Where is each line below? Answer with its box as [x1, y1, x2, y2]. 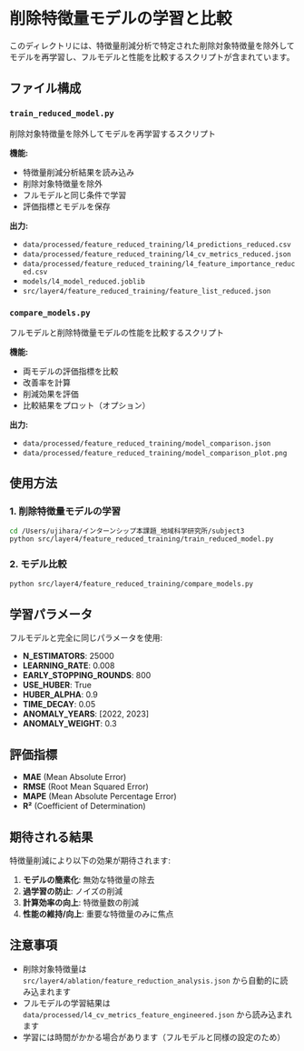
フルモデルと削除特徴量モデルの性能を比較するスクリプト [9, 326, 224, 337]
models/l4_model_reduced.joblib [22, 276, 145, 286]
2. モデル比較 [9, 558, 67, 571]
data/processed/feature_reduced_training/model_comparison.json [22, 438, 271, 448]
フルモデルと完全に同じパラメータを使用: [9, 633, 163, 644]
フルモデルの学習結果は [22, 997, 111, 1008]
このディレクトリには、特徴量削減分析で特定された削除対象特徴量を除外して [9, 40, 295, 51]
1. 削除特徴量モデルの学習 [9, 505, 121, 518]
